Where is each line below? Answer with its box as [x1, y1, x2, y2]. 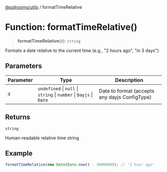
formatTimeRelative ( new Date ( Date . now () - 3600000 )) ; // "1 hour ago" [5, 162, 155, 168]
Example [5, 149, 33, 158]
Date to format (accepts [98, 87, 155, 94]
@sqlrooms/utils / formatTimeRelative [5, 4, 83, 10]
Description [115, 76, 144, 83]
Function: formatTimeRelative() [5, 22, 138, 33]
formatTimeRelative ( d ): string [17, 38, 81, 44]
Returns [5, 113, 31, 121]
